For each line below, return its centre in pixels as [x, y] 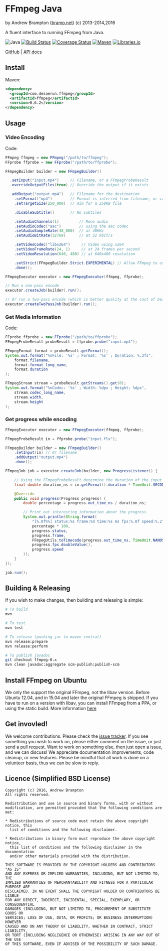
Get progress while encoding [41, 420]
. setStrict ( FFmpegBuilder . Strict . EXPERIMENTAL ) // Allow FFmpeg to [86, 263]
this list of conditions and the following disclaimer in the [76, 847]
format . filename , [32, 360]
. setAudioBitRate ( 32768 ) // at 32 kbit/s [63, 236]
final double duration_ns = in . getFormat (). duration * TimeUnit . [84, 485]
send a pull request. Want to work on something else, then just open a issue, [84, 747]
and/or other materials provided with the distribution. [70, 856]
